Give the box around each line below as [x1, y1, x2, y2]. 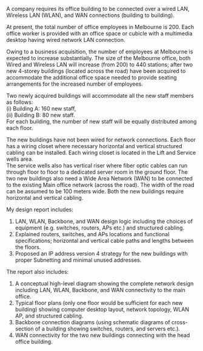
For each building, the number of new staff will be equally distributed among [6, 118, 197, 125]
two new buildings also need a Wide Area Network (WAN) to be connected [6, 175, 193, 182]
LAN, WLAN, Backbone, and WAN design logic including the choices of [15, 218, 193, 225]
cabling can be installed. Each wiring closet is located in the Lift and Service [6, 149, 196, 156]
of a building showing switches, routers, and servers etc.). [35, 325, 181, 332]
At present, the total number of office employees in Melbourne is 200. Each [6, 24, 195, 30]
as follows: [6, 98, 33, 106]
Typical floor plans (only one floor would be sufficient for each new [15, 299, 183, 306]
